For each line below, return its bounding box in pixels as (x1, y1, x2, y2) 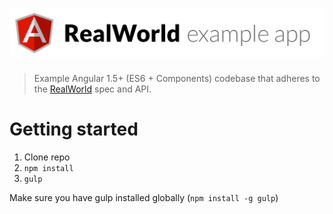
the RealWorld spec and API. (33, 83, 152, 95)
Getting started (9, 118, 139, 141)
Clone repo (23, 151, 71, 163)
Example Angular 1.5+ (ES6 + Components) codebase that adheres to (33, 73, 321, 85)
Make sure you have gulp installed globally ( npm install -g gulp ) (9, 192, 279, 204)
